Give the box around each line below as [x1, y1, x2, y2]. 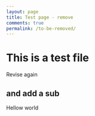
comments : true [6, 20, 44, 26]
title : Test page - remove [6, 14, 73, 20]
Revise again [6, 71, 38, 78]
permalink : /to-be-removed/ [6, 25, 76, 32]
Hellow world [6, 104, 39, 111]
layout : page [6, 8, 39, 15]
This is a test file [6, 51, 90, 65]
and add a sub [6, 88, 60, 99]
